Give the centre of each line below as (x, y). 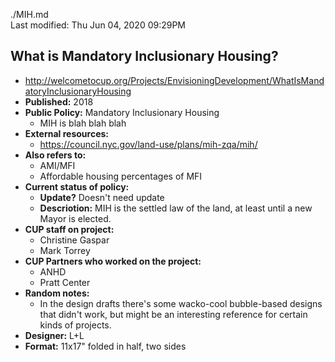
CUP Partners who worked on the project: (113, 261)
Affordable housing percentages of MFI (121, 176)
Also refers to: (55, 155)
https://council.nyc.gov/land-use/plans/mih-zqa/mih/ (148, 144)
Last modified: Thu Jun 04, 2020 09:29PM (98, 25)
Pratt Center (65, 282)
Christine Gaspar (74, 240)
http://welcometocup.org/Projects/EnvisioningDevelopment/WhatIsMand (174, 80)
